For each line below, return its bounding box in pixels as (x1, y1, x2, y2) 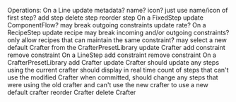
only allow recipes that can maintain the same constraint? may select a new (7, 36, 228, 44)
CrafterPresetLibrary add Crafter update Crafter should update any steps (7, 58, 220, 66)
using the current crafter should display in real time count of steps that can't (7, 66, 229, 74)
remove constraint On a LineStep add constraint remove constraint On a (7, 51, 217, 59)
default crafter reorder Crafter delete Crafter (7, 88, 136, 96)
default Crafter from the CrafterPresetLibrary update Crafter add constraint (7, 44, 225, 51)
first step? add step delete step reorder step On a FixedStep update (7, 13, 203, 22)
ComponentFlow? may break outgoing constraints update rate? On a (7, 21, 206, 29)
